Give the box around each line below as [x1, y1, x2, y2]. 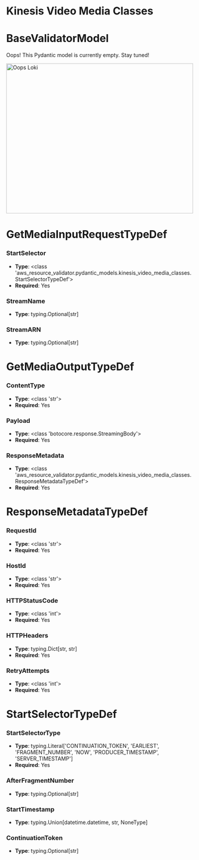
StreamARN [6, 325, 41, 333]
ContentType [6, 381, 45, 390]
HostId [6, 561, 26, 570]
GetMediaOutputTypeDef [6, 360, 134, 374]
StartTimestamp [6, 805, 55, 813]
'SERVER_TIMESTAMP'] [14, 755, 74, 762]
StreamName [6, 297, 45, 305]
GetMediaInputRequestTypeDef [6, 228, 167, 241]
